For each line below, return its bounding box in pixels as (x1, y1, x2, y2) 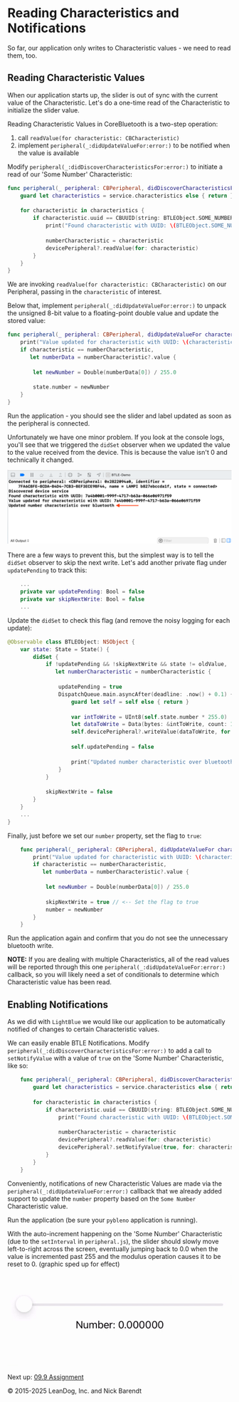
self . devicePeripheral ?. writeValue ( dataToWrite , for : (70, 728, 234, 736)
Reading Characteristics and (7, 5, 179, 21)
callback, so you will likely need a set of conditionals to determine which (7, 970, 219, 979)
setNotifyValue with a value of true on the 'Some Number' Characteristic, (7, 1054, 224, 1063)
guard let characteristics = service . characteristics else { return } (20, 192, 234, 199)
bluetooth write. (7, 942, 54, 950)
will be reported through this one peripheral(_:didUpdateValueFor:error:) (7, 963, 226, 971)
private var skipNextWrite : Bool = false (20, 596, 144, 603)
